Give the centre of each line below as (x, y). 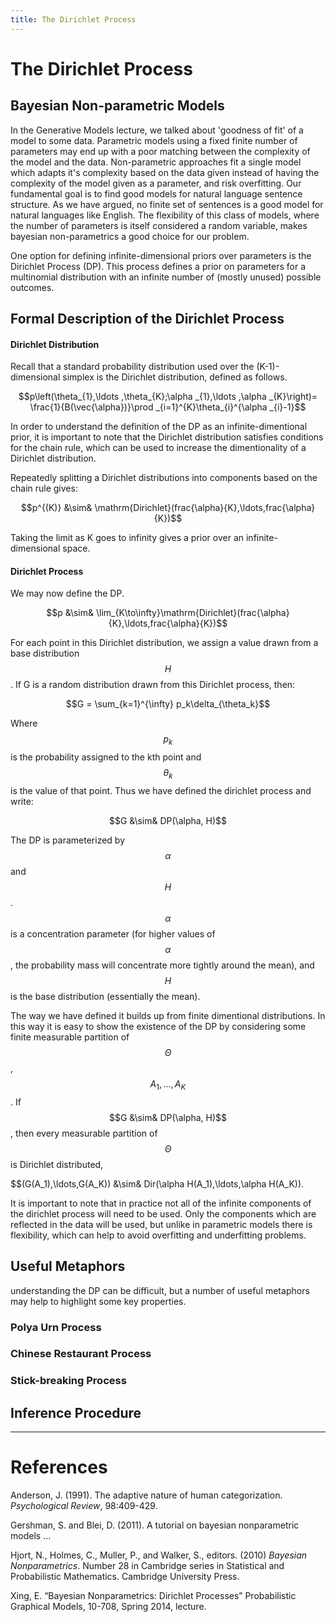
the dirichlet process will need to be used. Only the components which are (163, 1213)
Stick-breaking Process (68, 1381)
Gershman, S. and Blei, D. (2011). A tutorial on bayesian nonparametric (155, 1525)
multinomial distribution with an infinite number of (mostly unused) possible (166, 277)
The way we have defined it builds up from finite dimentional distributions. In (168, 1016)
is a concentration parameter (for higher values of (113, 934)
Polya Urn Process (56, 1327)
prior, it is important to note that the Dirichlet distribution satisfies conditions (167, 437)
